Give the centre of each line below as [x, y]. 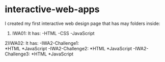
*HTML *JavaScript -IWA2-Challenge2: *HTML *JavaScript [68, 48]
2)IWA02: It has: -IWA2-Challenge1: [42, 43]
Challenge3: [18, 54]
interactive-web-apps [52, 9]
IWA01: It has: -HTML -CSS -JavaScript [53, 33]
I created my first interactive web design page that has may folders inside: [82, 23]
